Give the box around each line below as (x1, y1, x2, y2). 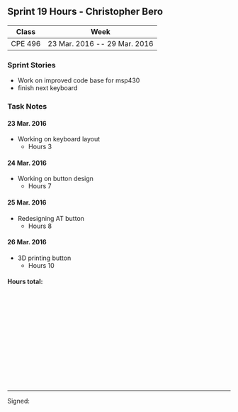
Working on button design (17, 174, 94, 183)
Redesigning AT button (17, 214, 85, 222)
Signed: (7, 397, 30, 406)
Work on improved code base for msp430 (17, 76, 140, 85)
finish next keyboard (17, 84, 78, 92)
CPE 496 (11, 38, 41, 48)
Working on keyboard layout (17, 135, 101, 143)
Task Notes (7, 102, 47, 112)
